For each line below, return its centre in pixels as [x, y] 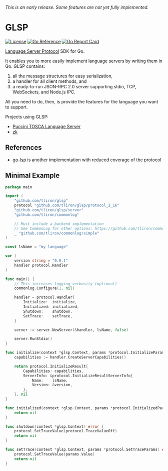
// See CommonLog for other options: [53, 228]
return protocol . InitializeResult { [51, 366]
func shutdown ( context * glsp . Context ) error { [54, 426]
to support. [17, 107]
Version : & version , [52, 385]
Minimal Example [32, 175]
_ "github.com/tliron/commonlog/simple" [57, 233]
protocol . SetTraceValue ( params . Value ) [54, 454]
